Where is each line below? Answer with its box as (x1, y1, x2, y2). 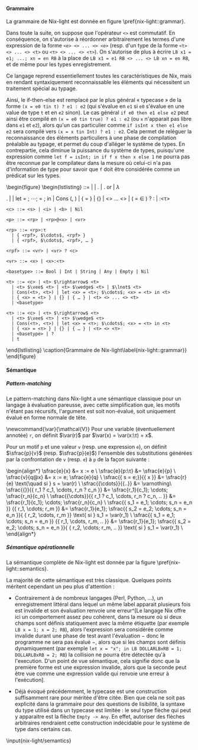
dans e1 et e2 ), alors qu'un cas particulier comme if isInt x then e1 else (6, 122, 188, 129)
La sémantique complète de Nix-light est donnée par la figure (6, 558, 155, 566)
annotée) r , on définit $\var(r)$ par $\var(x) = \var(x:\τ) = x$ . (6, 432, 154, 439)
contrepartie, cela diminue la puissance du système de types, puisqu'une (6, 147, 184, 154)
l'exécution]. (14, 676, 46, 683)
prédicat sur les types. (6, 172, 61, 179)
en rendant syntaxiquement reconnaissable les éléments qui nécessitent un (6, 79, 190, 86)
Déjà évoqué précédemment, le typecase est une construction (14, 688, 167, 695)
